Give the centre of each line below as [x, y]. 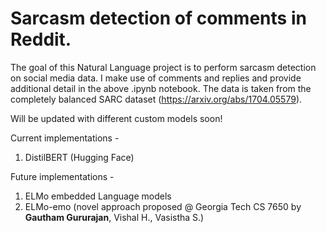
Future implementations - [62, 176]
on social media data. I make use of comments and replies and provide [156, 78]
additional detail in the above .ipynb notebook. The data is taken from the [161, 88]
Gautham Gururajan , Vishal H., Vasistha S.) [114, 217]
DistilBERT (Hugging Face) [79, 157]
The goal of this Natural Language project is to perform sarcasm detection [163, 67]
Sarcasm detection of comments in [158, 18]
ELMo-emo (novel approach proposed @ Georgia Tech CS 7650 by [163, 206]
